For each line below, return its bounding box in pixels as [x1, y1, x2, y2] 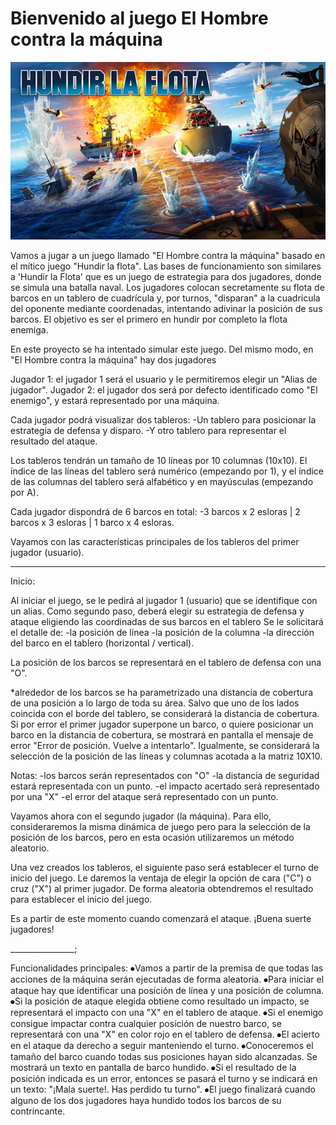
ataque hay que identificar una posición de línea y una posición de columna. [10, 985, 325, 997]
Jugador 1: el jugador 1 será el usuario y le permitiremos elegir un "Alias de [10, 373, 318, 386]
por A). [10, 487, 39, 499]
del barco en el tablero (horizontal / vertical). [10, 637, 195, 649]
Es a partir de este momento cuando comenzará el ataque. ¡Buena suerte [10, 913, 312, 925]
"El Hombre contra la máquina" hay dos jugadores [10, 354, 217, 366]
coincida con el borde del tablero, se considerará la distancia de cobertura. [10, 708, 320, 720]
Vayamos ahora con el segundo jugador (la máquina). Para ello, [10, 810, 272, 822]
